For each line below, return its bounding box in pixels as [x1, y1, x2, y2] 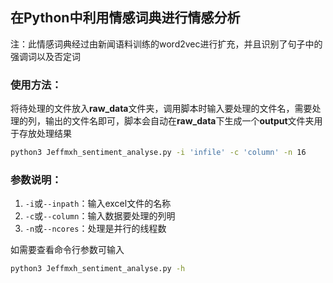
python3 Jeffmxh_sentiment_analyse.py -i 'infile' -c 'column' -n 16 [10, 148, 307, 158]
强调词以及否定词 [10, 50, 81, 62]
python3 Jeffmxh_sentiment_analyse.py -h [10, 264, 186, 274]
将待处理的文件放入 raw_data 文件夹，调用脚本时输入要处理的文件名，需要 [10, 103, 313, 115]
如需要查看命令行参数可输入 [10, 244, 125, 256]
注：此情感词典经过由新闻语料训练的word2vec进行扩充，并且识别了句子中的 [10, 38, 323, 50]
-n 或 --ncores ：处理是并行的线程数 [24, 223, 167, 235]
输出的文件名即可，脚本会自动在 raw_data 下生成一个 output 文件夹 [44, 115, 315, 127]
